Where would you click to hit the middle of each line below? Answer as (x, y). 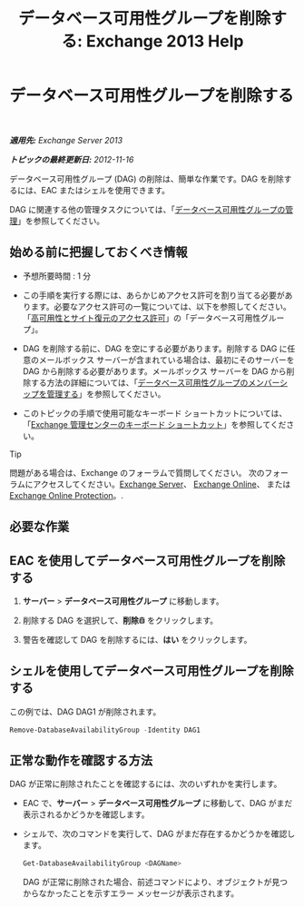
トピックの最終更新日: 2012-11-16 (72, 159)
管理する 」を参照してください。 (106, 394)
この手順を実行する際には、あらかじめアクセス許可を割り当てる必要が (154, 295)
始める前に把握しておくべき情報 (98, 252)
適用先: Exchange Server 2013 (66, 140)
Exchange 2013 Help (165, 41)
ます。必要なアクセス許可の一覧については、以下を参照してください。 (161, 306)
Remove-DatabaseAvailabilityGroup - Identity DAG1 (105, 730)
